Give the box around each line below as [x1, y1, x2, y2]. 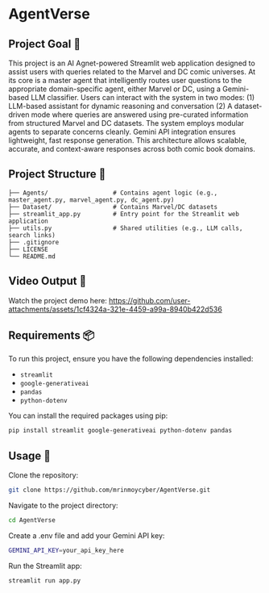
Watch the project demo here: [8, 295, 107, 305]
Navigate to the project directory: [8, 501, 118, 510]
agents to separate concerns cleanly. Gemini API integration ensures [8, 127, 236, 136]
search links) [8, 231, 56, 239]
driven [8, 110, 30, 119]
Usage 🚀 [8, 449, 51, 462]
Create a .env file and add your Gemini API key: [8, 530, 165, 541]
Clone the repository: [8, 470, 79, 480]
